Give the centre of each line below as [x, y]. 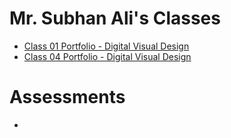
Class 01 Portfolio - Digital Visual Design [106, 46]
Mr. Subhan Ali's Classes [115, 18]
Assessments [67, 97]
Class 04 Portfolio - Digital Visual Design [107, 56]
